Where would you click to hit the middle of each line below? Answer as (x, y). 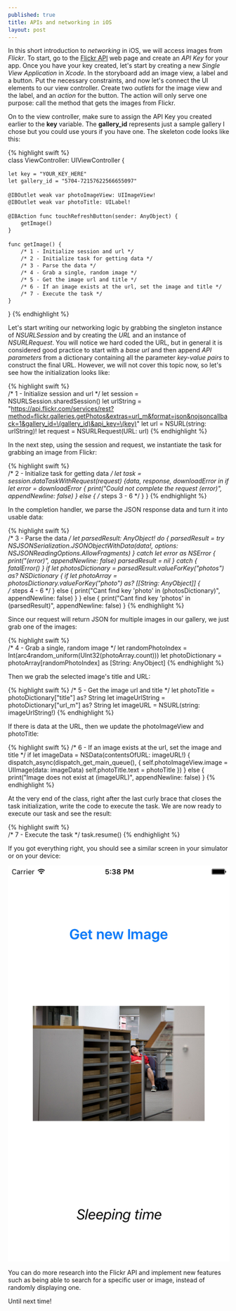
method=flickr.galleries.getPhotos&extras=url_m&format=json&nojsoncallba (118, 417)
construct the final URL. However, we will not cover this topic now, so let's (115, 365)
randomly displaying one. (45, 1287)
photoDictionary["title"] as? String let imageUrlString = (87, 698)
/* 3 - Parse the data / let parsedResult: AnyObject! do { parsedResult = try (116, 538)
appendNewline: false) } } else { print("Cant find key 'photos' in (99, 598)
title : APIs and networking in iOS (60, 22)
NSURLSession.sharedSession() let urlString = (75, 401)
